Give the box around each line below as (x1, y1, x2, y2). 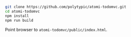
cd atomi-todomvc (5, 9, 40, 14)
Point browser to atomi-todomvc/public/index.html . (5, 26, 108, 32)
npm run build (5, 18, 34, 23)
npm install (5, 13, 29, 18)
